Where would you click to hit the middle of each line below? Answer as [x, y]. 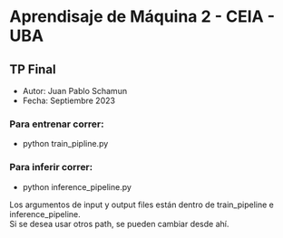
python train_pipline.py [65, 144]
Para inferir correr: [51, 167]
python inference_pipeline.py [77, 186]
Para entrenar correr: [57, 124]
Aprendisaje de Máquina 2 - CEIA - [142, 17]
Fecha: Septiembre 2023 [69, 100]
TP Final [33, 69]
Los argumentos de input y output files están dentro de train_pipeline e [141, 205]
